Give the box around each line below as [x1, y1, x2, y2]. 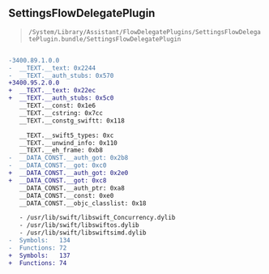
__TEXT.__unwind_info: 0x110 [19, 139, 117, 147]
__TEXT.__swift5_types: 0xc [19, 131, 114, 139]
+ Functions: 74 [8, 259, 67, 267]
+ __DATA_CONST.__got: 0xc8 [8, 176, 107, 185]
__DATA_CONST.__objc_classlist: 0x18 [19, 199, 147, 208]
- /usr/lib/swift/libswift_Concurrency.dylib [19, 214, 176, 222]
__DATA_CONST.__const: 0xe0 [19, 191, 114, 199]
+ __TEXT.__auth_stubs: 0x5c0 [8, 94, 114, 102]
